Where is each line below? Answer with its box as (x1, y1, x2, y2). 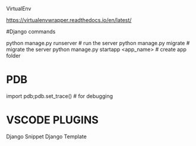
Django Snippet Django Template (6, 133, 87, 140)
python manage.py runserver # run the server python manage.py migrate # (6, 40, 190, 46)
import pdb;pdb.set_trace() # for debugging (6, 92, 113, 100)
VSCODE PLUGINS (6, 113, 99, 127)
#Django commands (6, 28, 56, 35)
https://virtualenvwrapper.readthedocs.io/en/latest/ (6, 17, 132, 23)
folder (6, 52, 21, 59)
